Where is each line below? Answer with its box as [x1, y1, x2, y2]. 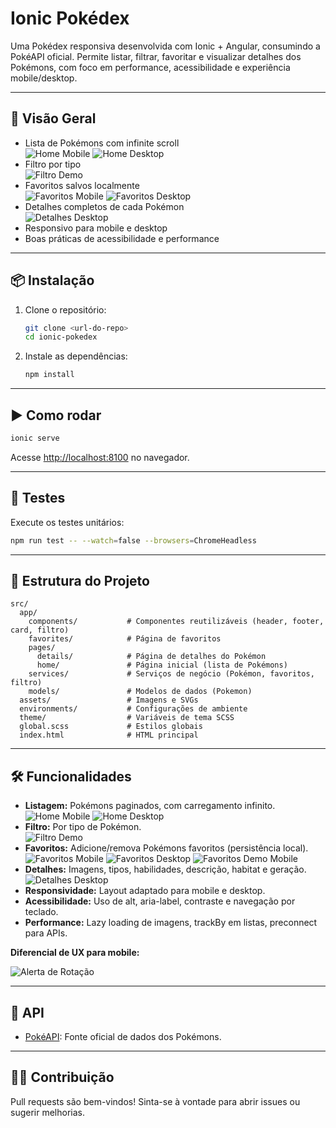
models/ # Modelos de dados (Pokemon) [28, 687, 253, 697]
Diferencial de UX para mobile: [10, 947, 140, 959]
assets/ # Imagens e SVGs [19, 695, 199, 706]
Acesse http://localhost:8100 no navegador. [10, 451, 190, 463]
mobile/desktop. [10, 72, 78, 84]
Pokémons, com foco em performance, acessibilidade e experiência [10, 61, 291, 73]
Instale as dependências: [24, 350, 128, 362]
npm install [24, 370, 75, 380]
